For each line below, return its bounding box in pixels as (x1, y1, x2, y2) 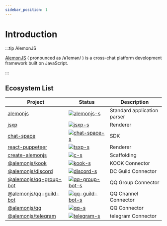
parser (109, 113, 125, 120)
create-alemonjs (7, 152, 47, 159)
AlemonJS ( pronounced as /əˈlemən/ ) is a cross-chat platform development (5, 55, 162, 61)
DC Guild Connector (109, 168, 157, 175)
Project (27, 99, 45, 106)
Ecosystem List (5, 84, 54, 92)
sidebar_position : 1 (5, 7, 48, 12)
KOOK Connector (109, 160, 150, 167)
